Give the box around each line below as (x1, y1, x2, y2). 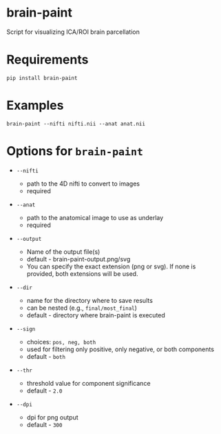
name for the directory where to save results (26, 296, 153, 304)
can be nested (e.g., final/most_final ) (26, 304, 137, 312)
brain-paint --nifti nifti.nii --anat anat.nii (6, 120, 146, 127)
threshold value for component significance (26, 379, 151, 387)
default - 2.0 (26, 386, 63, 395)
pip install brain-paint (6, 75, 78, 81)
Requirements (6, 52, 89, 68)
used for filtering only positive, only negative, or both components (26, 345, 215, 353)
